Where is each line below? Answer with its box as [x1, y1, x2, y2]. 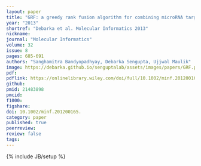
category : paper [6, 114, 47, 120]
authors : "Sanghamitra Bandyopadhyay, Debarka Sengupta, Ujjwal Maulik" [6, 59, 191, 64]
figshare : [6, 103, 31, 109]
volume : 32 [6, 42, 33, 48]
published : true [6, 120, 47, 126]
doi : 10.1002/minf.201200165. [6, 109, 82, 115]
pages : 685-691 [6, 53, 44, 59]
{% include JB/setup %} [6, 153, 66, 160]
